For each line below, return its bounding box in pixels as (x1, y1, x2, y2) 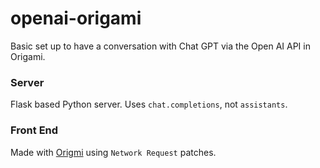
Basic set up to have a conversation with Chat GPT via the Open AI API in (10, 40, 311, 52)
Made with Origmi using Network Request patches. (10, 146, 217, 158)
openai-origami (10, 7, 142, 30)
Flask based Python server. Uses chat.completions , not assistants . (10, 98, 288, 111)
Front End (10, 123, 59, 137)
